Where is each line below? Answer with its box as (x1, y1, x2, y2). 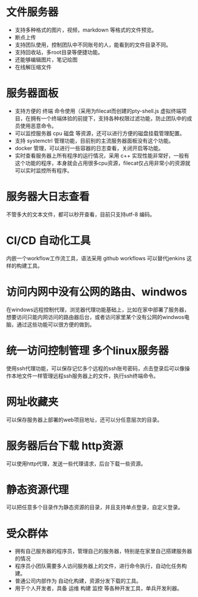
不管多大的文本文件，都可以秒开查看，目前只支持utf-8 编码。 (6, 211, 156, 218)
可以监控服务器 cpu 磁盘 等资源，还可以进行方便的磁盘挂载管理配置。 (14, 129, 186, 137)
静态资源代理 (6, 483, 70, 496)
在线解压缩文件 (14, 63, 52, 70)
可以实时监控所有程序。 (14, 167, 73, 174)
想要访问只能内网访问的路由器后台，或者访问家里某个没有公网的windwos (6, 313, 184, 320)
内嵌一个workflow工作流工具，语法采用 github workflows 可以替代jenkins (6, 254, 186, 262)
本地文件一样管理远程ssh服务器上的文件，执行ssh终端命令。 (11, 372, 159, 379)
